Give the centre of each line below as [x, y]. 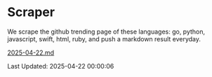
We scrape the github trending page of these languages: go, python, [106, 31]
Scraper [31, 12]
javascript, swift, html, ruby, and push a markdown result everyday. [104, 38]
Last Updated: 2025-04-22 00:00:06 [61, 66]
